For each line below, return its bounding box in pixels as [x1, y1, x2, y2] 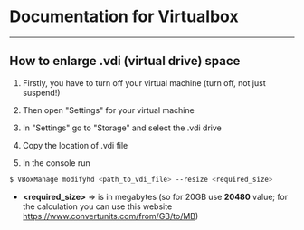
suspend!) [22, 87, 61, 98]
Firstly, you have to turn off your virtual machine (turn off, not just [22, 77, 266, 88]
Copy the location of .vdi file [22, 139, 128, 150]
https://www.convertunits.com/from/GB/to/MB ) [22, 210, 199, 221]
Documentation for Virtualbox [9, 6, 239, 27]
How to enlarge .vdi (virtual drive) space [9, 53, 241, 69]
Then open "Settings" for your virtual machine [22, 104, 195, 115]
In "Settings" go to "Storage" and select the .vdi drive [22, 122, 222, 133]
